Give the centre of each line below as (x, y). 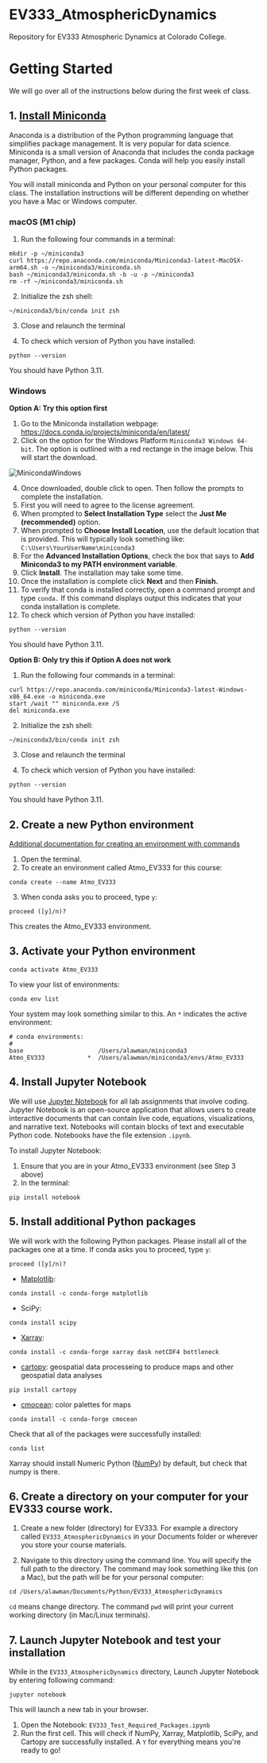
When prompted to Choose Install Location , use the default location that (139, 531)
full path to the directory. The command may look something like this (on (139, 1569)
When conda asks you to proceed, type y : (89, 897)
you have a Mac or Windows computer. (73, 201)
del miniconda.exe (39, 711)
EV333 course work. (61, 1509)
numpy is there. (35, 1471)
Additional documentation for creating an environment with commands (125, 844)
